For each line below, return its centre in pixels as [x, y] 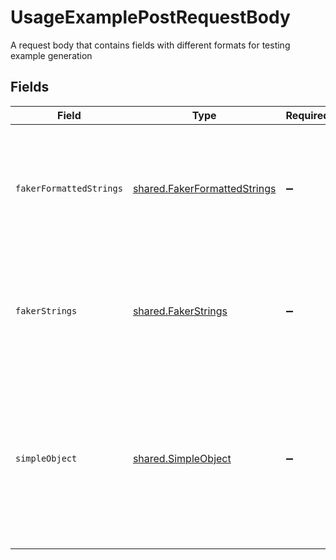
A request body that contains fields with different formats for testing [150, 45]
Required [307, 115]
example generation [51, 55]
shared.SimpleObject [182, 458]
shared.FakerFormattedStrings [204, 188]
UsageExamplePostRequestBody [150, 17]
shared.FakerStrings [180, 311]
